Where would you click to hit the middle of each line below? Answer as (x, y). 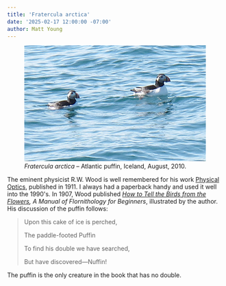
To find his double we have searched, (77, 248)
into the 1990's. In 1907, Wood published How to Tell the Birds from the (107, 194)
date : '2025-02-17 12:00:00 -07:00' (59, 22)
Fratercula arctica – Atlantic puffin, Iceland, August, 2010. (105, 166)
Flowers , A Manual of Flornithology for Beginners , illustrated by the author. (112, 201)
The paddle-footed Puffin (60, 235)
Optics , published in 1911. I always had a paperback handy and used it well (112, 187)
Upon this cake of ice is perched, (71, 222)
